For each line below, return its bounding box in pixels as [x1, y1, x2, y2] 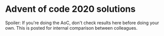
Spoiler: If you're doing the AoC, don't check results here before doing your [5, 20, 160, 26]
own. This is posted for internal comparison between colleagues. [5, 25, 138, 31]
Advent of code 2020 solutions [5, 3, 136, 15]
